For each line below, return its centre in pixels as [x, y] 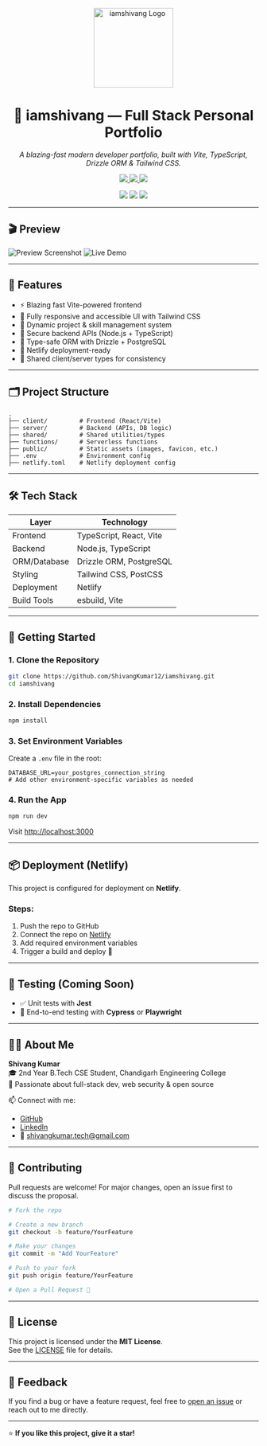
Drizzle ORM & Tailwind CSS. [133, 162]
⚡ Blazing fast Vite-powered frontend [81, 305]
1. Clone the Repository [54, 659]
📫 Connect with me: [42, 1100]
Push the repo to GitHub [59, 926]
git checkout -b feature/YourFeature [71, 1232]
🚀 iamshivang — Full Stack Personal [133, 116]
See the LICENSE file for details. [61, 1350]
